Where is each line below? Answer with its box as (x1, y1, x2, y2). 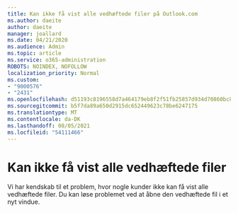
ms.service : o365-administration (7, 57, 106, 64)
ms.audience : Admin (7, 43, 65, 50)
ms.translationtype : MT (7, 109, 78, 116)
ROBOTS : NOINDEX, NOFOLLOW (7, 63, 87, 70)
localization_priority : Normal (7, 69, 100, 76)
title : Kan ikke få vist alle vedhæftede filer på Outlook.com (7, 10, 198, 18)
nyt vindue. (7, 197, 40, 206)
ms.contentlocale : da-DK (7, 115, 81, 122)
